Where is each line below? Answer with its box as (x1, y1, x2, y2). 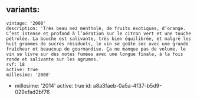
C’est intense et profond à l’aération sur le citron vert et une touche (6, 31, 192, 36)
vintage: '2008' (6, 20, 46, 26)
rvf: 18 (6, 61, 25, 67)
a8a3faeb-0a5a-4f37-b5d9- (93, 82, 162, 89)
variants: (6, 5, 40, 15)
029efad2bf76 (14, 88, 50, 95)
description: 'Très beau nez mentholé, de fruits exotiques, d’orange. (6, 25, 186, 31)
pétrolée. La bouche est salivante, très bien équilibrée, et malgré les (6, 35, 192, 42)
